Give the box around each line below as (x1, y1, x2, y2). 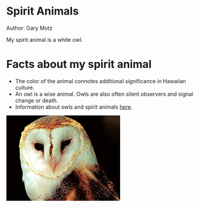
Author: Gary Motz (6, 24, 53, 32)
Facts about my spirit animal (6, 58, 152, 71)
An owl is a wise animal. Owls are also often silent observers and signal (15, 90, 194, 98)
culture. (15, 84, 35, 91)
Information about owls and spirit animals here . (15, 103, 133, 110)
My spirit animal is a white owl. (6, 36, 83, 43)
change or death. (15, 97, 59, 104)
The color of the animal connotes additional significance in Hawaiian (15, 77, 186, 84)
